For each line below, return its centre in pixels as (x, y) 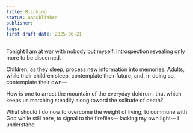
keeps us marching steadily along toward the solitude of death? (85, 101)
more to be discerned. (34, 58)
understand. (21, 125)
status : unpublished (32, 17)
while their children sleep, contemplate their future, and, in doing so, (91, 76)
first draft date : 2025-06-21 (44, 34)
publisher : (20, 23)
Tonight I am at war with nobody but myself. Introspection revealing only (96, 51)
